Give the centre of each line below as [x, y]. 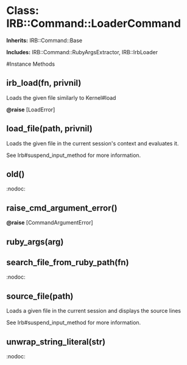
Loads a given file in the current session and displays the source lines [94, 311]
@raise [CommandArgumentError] [50, 223]
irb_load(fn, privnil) [44, 83]
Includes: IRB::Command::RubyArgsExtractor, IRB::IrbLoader [82, 52]
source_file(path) [40, 296]
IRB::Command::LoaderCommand [94, 23]
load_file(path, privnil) [50, 129]
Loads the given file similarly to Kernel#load [61, 97]
